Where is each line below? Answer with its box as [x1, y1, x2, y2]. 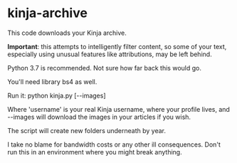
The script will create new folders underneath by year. [7, 126, 166, 135]
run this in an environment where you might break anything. [7, 147, 183, 156]
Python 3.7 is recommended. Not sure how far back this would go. [7, 63, 201, 72]
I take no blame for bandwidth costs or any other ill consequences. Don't [7, 140, 221, 149]
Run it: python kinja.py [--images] [7, 91, 106, 100]
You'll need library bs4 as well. [7, 77, 98, 86]
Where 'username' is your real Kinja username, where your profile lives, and [7, 105, 230, 113]
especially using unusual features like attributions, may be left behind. [7, 50, 212, 58]
